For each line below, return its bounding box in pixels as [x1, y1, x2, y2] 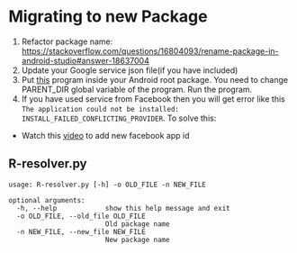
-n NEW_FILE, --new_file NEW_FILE [16, 227, 146, 236]
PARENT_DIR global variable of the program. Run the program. [21, 84, 253, 95]
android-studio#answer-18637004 [21, 55, 149, 66]
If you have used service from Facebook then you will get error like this [21, 93, 285, 104]
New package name [104, 235, 170, 244]
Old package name [104, 219, 170, 229]
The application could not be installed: [21, 104, 179, 113]
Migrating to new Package [8, 6, 208, 27]
